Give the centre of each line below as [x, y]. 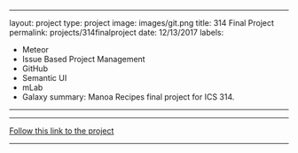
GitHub [35, 68]
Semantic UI [44, 78]
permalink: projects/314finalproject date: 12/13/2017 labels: [117, 32]
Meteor [35, 49]
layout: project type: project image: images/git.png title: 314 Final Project [142, 23]
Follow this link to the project [62, 131]
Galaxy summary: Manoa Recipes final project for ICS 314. [128, 97]
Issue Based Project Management [83, 59]
